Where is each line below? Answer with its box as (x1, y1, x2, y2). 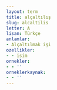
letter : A (6, 25, 31, 31)
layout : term (6, 8, 38, 15)
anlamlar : (6, 36, 31, 42)
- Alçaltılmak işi (6, 42, 51, 48)
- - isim (6, 53, 28, 59)
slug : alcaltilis (6, 20, 49, 25)
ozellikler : (6, 47, 35, 53)
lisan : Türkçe (6, 31, 41, 37)
